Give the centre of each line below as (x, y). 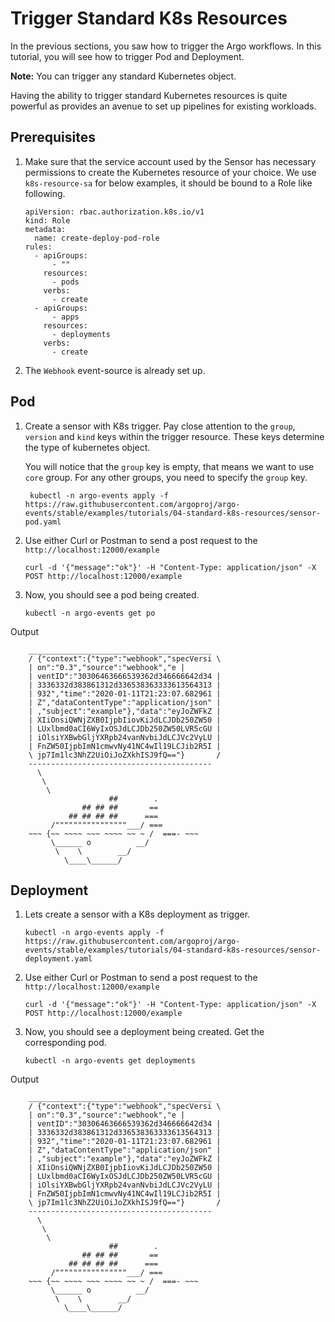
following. (45, 193)
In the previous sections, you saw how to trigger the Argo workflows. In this (166, 46)
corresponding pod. (65, 1043)
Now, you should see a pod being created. (112, 594)
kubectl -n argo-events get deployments (110, 1061)
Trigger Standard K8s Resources (149, 18)
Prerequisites (53, 137)
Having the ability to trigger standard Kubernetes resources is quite (149, 95)
